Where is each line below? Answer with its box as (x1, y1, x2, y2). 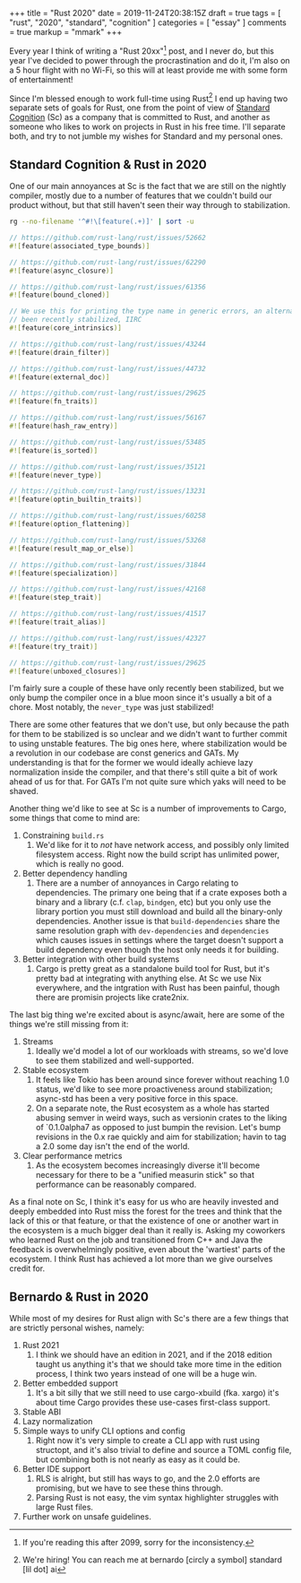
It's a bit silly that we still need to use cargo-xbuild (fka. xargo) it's (35, 1388, 279, 1398)
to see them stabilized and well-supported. (35, 1055, 194, 1066)
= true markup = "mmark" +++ (9, 27, 123, 37)
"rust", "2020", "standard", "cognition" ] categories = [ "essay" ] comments (9, 17, 287, 28)
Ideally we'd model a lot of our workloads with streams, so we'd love (35, 1046, 289, 1057)
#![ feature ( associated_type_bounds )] (9, 241, 150, 250)
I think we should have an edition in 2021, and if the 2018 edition (35, 1349, 273, 1361)
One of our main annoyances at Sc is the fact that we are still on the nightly (9, 181, 287, 192)
